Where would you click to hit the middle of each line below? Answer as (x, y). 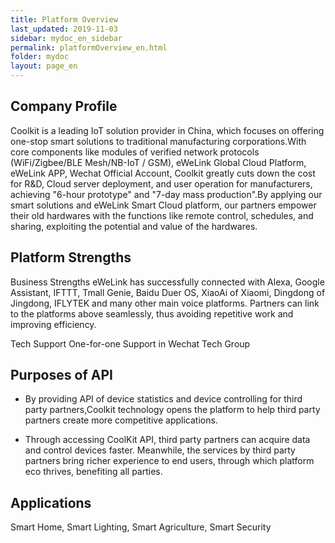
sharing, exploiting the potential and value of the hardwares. (134, 226)
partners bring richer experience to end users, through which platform (169, 461)
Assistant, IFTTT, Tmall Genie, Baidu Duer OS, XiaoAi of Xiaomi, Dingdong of (168, 292)
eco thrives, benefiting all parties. (93, 472)
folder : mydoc (40, 57)
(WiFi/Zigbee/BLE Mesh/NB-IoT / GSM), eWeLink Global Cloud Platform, (158, 162)
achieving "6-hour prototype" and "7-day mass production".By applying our (166, 194)
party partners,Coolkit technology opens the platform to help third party (172, 410)
